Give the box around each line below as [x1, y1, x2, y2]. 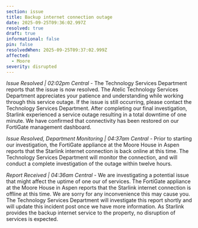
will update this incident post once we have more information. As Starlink [6, 203, 184, 210]
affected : [6, 53, 31, 58]
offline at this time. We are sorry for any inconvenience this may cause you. [6, 190, 190, 198]
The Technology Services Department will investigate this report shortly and [6, 197, 193, 204]
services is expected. [6, 216, 58, 223]
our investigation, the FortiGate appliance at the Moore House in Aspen [6, 141, 180, 148]
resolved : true [6, 25, 44, 31]
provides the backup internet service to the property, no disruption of [6, 209, 176, 216]
